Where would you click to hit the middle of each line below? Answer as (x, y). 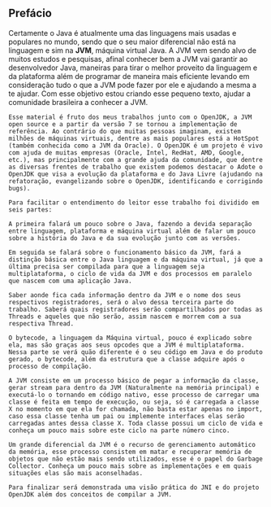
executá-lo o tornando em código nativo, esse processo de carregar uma (134, 395)
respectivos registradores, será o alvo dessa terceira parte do (121, 302)
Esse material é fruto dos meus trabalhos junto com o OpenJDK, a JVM (130, 117)
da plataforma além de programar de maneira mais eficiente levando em (129, 76)
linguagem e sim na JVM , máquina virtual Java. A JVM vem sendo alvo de (133, 50)
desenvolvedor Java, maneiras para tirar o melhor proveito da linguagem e (133, 68)
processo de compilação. (50, 366)
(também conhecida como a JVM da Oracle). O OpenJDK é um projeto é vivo (136, 146)
